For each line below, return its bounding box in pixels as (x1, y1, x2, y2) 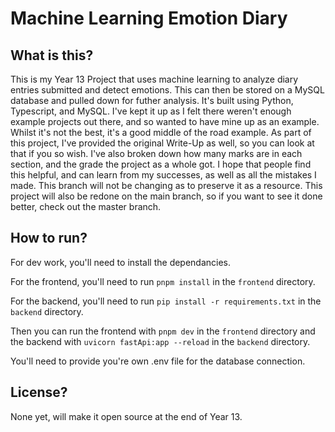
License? (10, 384, 68, 401)
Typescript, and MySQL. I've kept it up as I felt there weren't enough (10, 105, 292, 117)
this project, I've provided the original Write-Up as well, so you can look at (10, 137, 315, 149)
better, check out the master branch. (10, 201, 162, 212)
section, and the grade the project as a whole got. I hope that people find (10, 158, 312, 170)
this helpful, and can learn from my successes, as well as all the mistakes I (10, 169, 317, 181)
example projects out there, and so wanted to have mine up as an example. (10, 116, 320, 127)
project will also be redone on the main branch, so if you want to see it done (10, 190, 323, 202)
